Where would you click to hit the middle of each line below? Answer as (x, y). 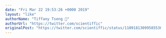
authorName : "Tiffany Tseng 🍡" (37, 19)
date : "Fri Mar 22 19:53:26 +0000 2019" (47, 10)
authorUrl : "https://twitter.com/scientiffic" (54, 23)
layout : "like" (21, 14)
